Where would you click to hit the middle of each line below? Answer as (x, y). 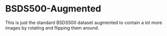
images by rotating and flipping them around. (52, 27)
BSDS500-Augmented (53, 9)
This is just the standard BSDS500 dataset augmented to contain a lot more (84, 22)
